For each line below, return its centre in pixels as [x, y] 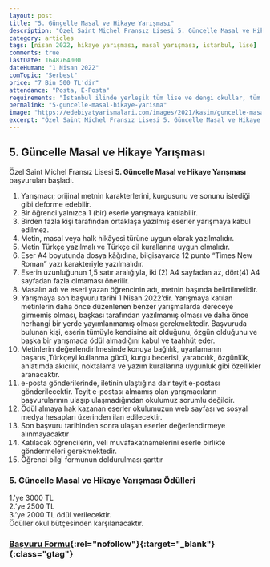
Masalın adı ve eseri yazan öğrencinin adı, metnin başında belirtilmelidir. [139, 289]
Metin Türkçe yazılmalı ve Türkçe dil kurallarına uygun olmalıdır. [125, 247]
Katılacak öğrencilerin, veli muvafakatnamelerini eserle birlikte [123, 442]
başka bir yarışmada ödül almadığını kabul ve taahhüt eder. [118, 340]
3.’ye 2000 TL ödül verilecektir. [60, 514]
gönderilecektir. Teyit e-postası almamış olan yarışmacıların [119, 391]
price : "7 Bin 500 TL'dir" [54, 82]
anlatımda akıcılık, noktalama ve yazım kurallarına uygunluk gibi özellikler [141, 366]
